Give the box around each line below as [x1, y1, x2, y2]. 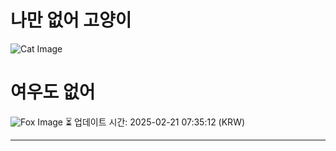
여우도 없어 [10, 81, 96, 104]
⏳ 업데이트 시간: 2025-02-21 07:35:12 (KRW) [64, 116, 246, 128]
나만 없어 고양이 [10, 9, 132, 32]
